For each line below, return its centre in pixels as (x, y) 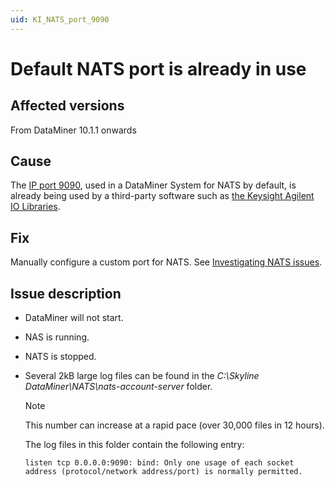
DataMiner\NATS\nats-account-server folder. (118, 387)
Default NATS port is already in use (158, 68)
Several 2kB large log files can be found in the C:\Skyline (142, 376)
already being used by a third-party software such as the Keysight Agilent (162, 196)
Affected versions (67, 106)
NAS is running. (57, 337)
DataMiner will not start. (74, 318)
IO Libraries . (35, 207)
